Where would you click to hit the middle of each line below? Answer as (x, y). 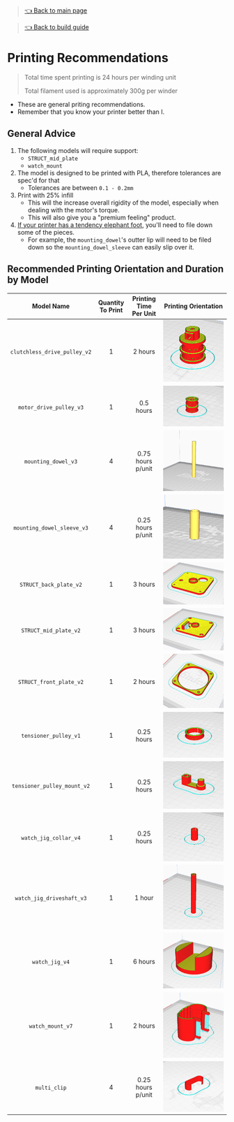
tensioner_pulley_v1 (51, 736)
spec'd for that (38, 180)
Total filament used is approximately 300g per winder (101, 91)
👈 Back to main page (56, 10)
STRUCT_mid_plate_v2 (51, 631)
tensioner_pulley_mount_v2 (51, 786)
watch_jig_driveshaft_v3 (51, 898)
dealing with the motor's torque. (73, 210)
